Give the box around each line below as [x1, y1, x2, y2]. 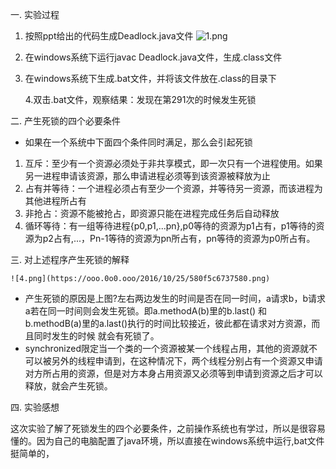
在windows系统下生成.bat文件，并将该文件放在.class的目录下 [24, 73, 277, 84]
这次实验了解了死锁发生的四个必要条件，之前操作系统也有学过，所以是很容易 [10, 423, 326, 434]
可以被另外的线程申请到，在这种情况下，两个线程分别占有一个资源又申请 [24, 355, 323, 367]
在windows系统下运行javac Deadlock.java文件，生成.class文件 [24, 51, 283, 63]
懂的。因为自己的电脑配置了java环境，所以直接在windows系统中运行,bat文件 [10, 435, 325, 447]
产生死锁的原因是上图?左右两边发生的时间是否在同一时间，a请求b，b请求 [24, 293, 326, 304]
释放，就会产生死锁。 [24, 380, 113, 392]
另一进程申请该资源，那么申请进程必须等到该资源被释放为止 [24, 170, 271, 182]
